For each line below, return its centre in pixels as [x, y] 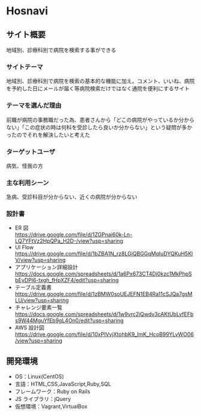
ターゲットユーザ [31, 152]
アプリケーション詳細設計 [46, 267]
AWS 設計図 [30, 328]
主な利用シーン [28, 182]
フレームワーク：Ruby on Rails [53, 391]
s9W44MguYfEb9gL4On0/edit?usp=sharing [69, 320]
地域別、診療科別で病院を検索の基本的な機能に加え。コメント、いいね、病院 [100, 81]
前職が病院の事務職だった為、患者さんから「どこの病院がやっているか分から [100, 120]
